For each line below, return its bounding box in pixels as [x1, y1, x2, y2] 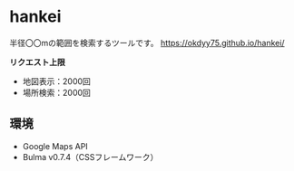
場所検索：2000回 [22, 87, 91, 98]
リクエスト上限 [9, 56, 65, 67]
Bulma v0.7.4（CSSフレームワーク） [22, 151, 159, 162]
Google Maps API [22, 140, 88, 151]
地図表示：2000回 [22, 75, 91, 87]
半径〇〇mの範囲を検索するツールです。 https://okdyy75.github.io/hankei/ [9, 37, 285, 48]
